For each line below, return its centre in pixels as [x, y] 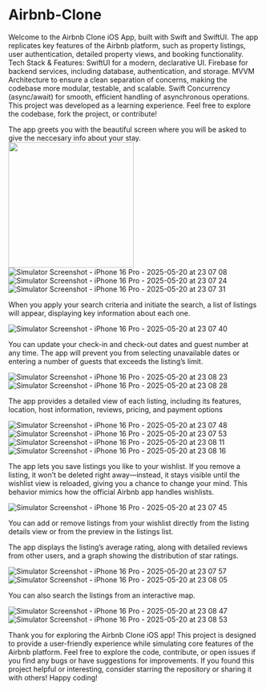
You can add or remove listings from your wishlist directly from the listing [129, 523]
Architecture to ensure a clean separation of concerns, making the [118, 80]
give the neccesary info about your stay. [75, 137]
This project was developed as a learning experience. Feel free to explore [129, 105]
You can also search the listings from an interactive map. [102, 595]
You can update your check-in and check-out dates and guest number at [128, 344]
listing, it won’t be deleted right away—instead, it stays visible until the [124, 475]
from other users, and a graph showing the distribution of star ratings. [123, 555]
